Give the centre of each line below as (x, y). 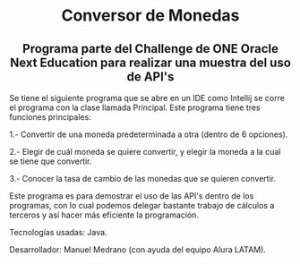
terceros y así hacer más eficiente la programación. (104, 215)
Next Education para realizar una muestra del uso (150, 62)
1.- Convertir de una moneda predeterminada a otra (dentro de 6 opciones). (149, 134)
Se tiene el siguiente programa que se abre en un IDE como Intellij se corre (147, 98)
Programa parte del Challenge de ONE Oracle (150, 49)
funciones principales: (50, 117)
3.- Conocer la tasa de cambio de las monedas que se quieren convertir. (142, 179)
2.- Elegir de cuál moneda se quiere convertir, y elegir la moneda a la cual (145, 152)
